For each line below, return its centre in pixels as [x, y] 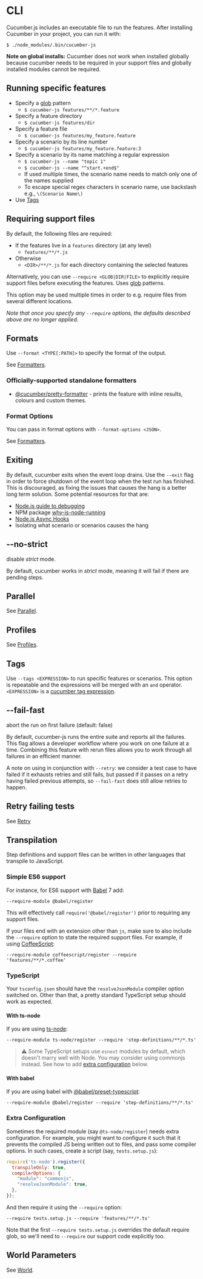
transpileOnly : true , [39, 1167]
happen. [17, 787]
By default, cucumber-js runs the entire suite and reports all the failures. [96, 736]
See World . [20, 1270]
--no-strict [27, 544]
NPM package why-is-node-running [60, 512]
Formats [22, 338]
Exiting [20, 460]
